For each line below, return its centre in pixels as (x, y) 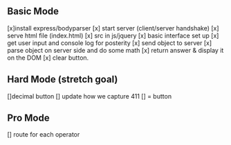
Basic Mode (33, 11)
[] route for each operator (44, 135)
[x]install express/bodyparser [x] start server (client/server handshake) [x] (113, 28)
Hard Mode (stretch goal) (63, 79)
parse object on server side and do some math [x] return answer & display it (115, 50)
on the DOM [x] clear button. (48, 58)
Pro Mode (28, 118)
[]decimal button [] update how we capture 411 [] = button (89, 96)
